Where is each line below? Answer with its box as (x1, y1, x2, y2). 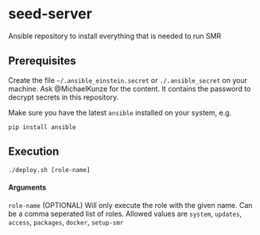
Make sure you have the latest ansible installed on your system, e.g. (8, 108, 232, 117)
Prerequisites (8, 54, 76, 68)
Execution (8, 145, 60, 159)
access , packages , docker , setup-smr (8, 217, 124, 227)
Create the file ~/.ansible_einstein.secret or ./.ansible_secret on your (8, 75, 248, 84)
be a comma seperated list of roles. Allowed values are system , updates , (8, 209, 243, 218)
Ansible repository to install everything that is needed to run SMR (8, 31, 222, 41)
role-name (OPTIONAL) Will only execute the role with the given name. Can (8, 200, 253, 210)
